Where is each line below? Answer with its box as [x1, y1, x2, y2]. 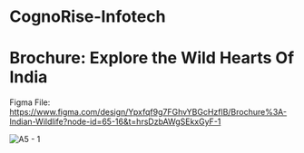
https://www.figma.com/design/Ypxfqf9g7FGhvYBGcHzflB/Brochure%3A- [9, 107, 288, 118]
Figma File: [9, 97, 51, 108]
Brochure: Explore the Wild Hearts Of [9, 48, 295, 69]
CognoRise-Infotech [9, 6, 166, 27]
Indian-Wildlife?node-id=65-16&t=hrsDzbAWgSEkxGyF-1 [9, 116, 221, 128]
